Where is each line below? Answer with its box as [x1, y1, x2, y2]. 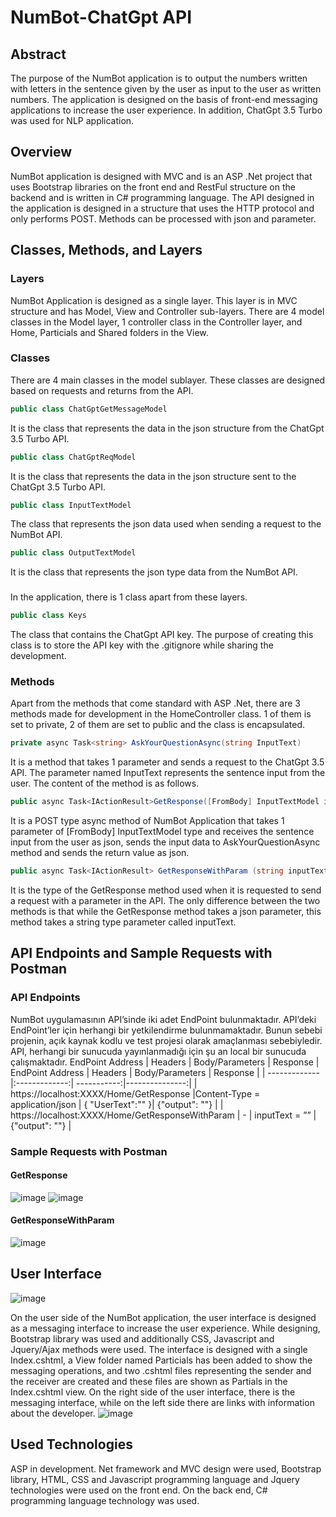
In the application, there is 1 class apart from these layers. [10, 591, 248, 603]
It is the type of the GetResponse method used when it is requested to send [10, 884, 322, 896]
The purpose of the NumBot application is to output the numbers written [10, 72, 308, 84]
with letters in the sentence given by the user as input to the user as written [10, 83, 322, 95]
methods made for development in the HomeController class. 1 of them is [10, 708, 312, 720]
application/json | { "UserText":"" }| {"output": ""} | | [10, 1098, 224, 1110]
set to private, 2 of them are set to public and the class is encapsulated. [10, 719, 306, 731]
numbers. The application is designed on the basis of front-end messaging [10, 94, 318, 105]
